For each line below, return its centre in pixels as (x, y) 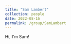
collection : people (25, 14)
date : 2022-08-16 (23, 18)
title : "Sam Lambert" (27, 9)
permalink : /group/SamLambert (36, 23)
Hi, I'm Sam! (17, 37)
